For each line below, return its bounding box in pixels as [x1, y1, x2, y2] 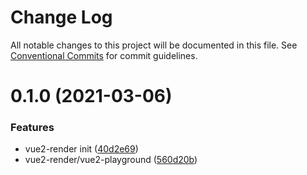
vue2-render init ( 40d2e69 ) [24, 143, 139, 155]
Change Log [10, 6, 113, 29]
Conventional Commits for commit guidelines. [10, 49, 198, 61]
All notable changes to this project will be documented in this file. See [10, 39, 298, 51]
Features [10, 121, 55, 135]
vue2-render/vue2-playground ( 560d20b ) [24, 154, 198, 166]
